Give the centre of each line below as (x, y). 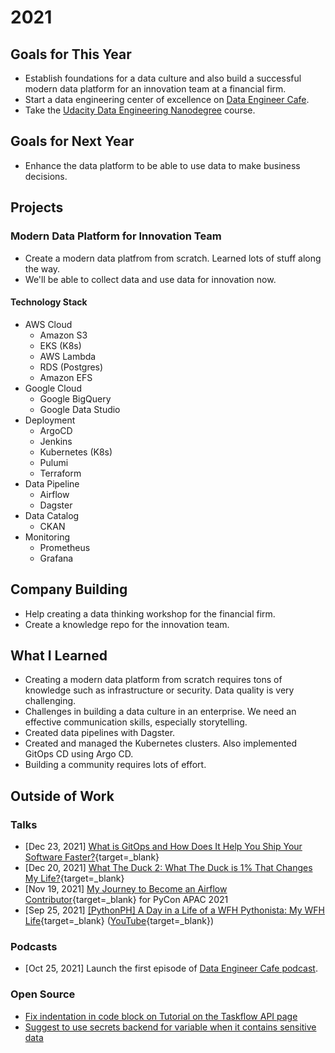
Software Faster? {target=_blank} (92, 857)
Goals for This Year (71, 54)
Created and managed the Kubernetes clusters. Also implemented (160, 743)
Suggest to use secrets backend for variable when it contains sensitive (170, 1027)
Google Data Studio (80, 409)
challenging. (50, 701)
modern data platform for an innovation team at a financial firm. (155, 89)
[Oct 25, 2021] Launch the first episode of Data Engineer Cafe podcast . (171, 968)
